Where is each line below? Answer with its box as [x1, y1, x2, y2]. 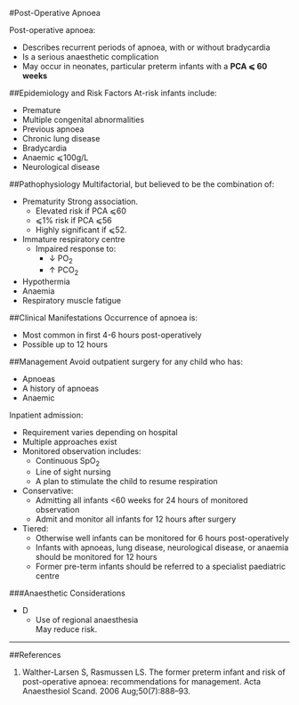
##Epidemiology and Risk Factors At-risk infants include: [9, 88, 217, 98]
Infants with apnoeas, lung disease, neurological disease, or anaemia [35, 542, 289, 553]
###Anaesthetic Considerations [9, 587, 126, 599]
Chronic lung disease [21, 134, 101, 143]
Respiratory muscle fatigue [21, 295, 122, 305]
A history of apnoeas [21, 383, 100, 393]
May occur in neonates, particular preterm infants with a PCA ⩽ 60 [21, 61, 268, 71]
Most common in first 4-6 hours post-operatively [21, 329, 202, 340]
